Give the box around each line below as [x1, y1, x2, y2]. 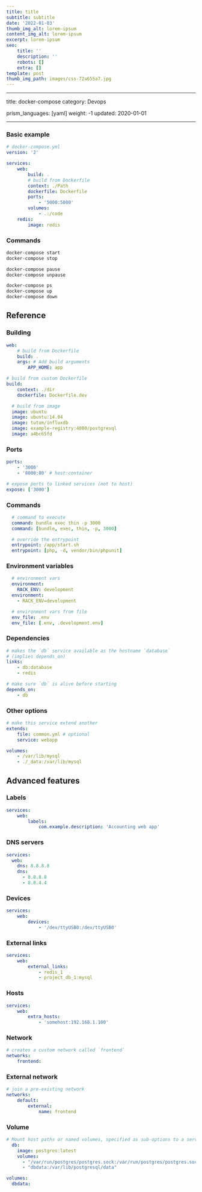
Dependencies [6, 634, 50, 642]
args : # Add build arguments [17, 359, 90, 365]
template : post [6, 70, 44, 76]
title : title [6, 8, 39, 15]
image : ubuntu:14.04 [11, 414, 63, 420]
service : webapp [17, 737, 58, 743]
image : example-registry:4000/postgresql [11, 425, 117, 432]
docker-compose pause [6, 266, 61, 272]
